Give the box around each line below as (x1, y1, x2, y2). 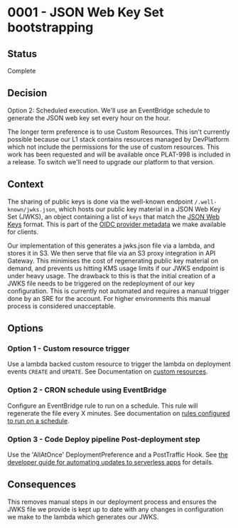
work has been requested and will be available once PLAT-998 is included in (7, 150, 231, 159)
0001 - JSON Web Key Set (7, 4, 164, 21)
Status (7, 48, 38, 60)
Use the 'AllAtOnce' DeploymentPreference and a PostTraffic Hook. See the (7, 450, 229, 459)
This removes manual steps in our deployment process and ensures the (7, 497, 217, 506)
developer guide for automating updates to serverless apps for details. (7, 458, 214, 466)
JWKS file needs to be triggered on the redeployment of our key (7, 279, 195, 287)
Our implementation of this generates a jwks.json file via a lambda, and (7, 241, 215, 250)
